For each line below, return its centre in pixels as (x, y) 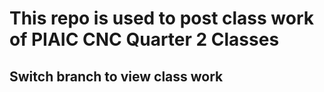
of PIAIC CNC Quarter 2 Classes (144, 39)
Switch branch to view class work (116, 76)
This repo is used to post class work (162, 18)
